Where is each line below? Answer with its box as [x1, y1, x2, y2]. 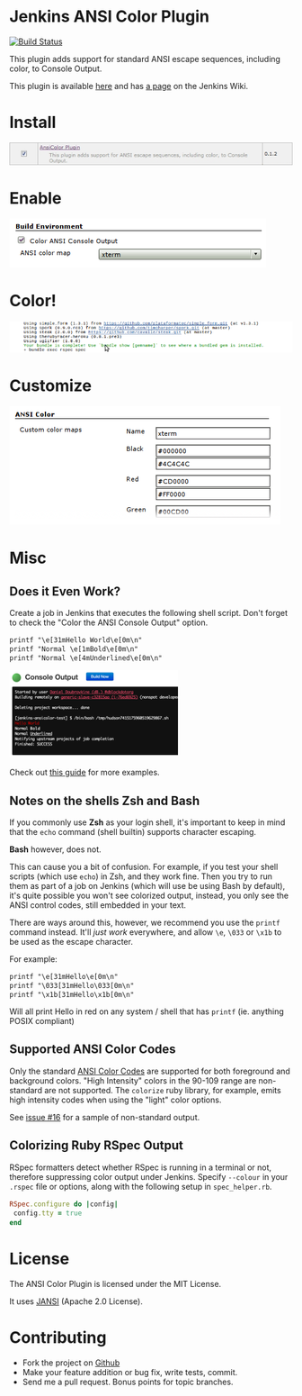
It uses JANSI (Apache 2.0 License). [9, 1296, 144, 1307]
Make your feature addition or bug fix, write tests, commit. [22, 1367, 238, 1378]
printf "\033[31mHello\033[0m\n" [9, 981, 135, 990]
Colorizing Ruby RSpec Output [9, 1138, 184, 1154]
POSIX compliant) [9, 1015, 75, 1026]
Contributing [9, 1328, 107, 1348]
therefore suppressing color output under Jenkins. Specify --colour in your [9, 1171, 289, 1182]
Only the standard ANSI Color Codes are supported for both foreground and [9, 1065, 290, 1076]
